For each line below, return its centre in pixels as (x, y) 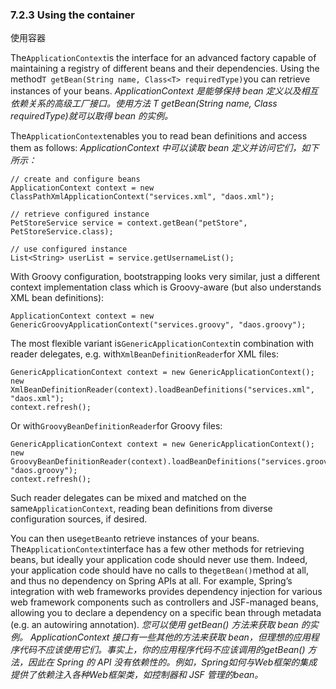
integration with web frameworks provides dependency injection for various (166, 592)
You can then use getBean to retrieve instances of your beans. (135, 539)
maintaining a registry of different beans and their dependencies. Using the (165, 69)
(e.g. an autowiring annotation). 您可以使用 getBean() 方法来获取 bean (154, 625)
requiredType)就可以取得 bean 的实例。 (92, 116)
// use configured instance (69, 249)
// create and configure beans (75, 179)
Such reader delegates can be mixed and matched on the (128, 498)
